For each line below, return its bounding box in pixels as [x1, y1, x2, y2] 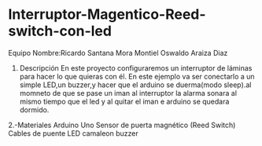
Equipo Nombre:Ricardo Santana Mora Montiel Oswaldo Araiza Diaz [8, 48, 228, 57]
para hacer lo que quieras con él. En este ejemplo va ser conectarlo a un [19, 71, 255, 81]
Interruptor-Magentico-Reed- [8, 5, 206, 24]
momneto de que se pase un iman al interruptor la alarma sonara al [19, 88, 238, 97]
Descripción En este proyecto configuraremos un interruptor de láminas [19, 63, 253, 72]
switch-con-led [8, 22, 113, 40]
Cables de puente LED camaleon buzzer [8, 128, 139, 138]
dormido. [19, 104, 50, 115]
